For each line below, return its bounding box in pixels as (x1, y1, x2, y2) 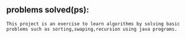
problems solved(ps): (6, 5, 90, 15)
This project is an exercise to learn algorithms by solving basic (6, 21, 181, 27)
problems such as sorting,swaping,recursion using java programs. (6, 26, 178, 32)
